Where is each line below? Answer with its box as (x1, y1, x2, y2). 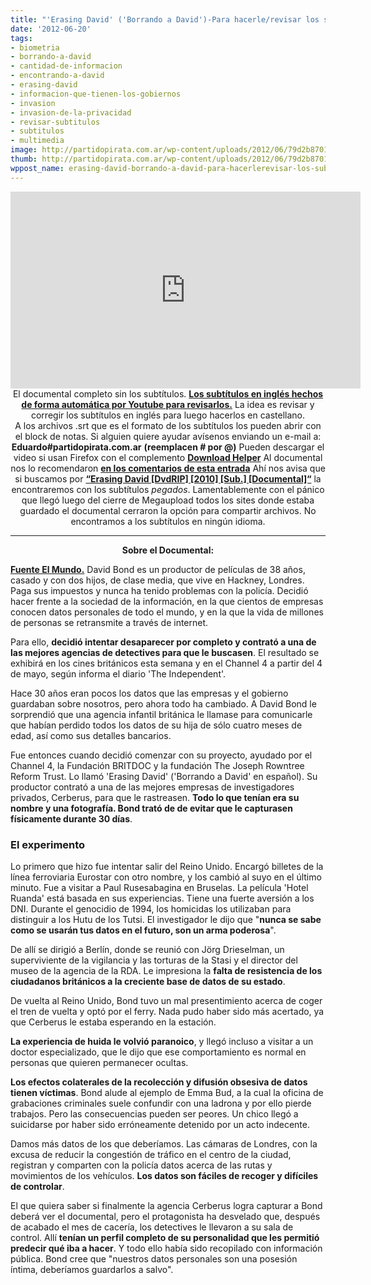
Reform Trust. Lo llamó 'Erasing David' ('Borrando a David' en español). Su (10, 770, 318, 782)
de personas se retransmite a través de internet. (10, 616, 209, 628)
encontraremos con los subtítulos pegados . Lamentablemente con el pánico (11, 483, 325, 495)
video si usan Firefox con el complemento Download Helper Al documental (13, 451, 323, 463)
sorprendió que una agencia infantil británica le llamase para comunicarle (10, 708, 313, 720)
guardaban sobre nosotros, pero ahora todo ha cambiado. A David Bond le (10, 697, 317, 710)
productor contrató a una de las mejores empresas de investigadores (10, 781, 295, 793)
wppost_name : (10, 163, 65, 173)
